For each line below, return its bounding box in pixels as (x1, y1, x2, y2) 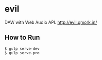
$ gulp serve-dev (4, 46, 40, 51)
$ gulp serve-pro (4, 50, 40, 55)
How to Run (4, 33, 40, 42)
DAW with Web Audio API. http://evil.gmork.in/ (4, 19, 98, 25)
